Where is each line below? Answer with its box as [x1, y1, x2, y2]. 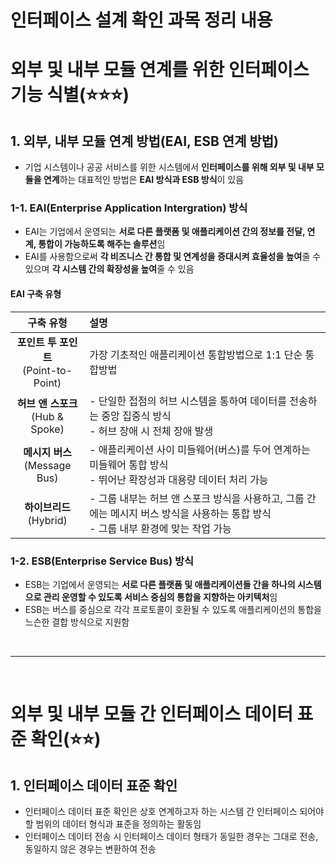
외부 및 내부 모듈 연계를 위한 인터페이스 [10, 59, 310, 81]
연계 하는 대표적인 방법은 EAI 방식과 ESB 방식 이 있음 [43, 174, 245, 186]
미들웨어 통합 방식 [89, 457, 169, 471]
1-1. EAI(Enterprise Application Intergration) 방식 [10, 201, 248, 215]
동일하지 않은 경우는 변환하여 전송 [24, 842, 157, 855]
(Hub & [31, 409, 65, 423]
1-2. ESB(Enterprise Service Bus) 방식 [10, 554, 195, 568]
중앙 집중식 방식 [101, 409, 172, 423]
